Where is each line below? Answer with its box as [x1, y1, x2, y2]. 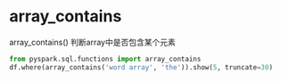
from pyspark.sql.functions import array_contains [9, 54, 202, 63]
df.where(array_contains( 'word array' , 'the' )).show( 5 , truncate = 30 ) [9, 62, 274, 72]
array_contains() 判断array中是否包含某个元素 [9, 36, 176, 47]
